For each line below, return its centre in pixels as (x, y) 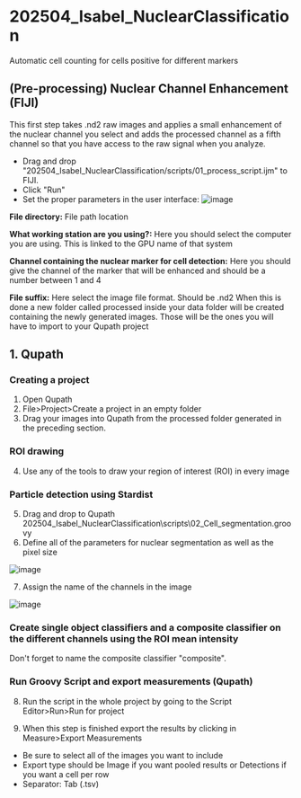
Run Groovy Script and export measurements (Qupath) (131, 682)
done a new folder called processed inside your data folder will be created (147, 306)
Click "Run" (44, 190)
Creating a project (49, 380)
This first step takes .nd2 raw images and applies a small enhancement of (146, 124)
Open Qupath (47, 399)
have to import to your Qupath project (79, 326)
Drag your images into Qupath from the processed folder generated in (152, 419)
